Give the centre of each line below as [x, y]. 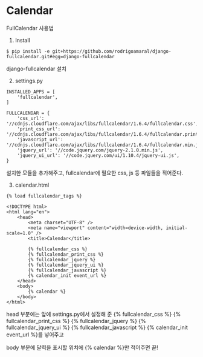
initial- [177, 228]
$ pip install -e [28, 51]
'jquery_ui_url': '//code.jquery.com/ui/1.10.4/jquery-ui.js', [98, 155]
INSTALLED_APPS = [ [31, 92]
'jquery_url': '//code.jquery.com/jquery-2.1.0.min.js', [90, 150]
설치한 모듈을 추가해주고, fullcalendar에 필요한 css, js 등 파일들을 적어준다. [95, 173]
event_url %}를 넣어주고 [35, 335]
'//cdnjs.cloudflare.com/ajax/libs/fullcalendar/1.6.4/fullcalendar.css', [102, 124]
